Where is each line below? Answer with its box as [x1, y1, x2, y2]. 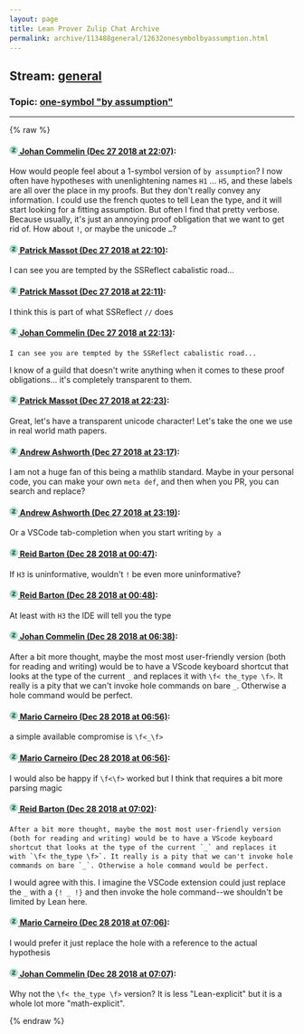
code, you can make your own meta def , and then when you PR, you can [9, 476, 280, 488]
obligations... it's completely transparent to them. [9, 374, 193, 384]
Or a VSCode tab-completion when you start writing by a [9, 527, 222, 538]
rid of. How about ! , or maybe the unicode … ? [9, 223, 177, 234]
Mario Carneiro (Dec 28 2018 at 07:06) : [19, 917, 170, 928]
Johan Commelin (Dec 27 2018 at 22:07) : [19, 146, 176, 157]
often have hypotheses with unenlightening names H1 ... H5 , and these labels [9, 175, 293, 186]
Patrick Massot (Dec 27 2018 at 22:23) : [19, 395, 170, 406]
